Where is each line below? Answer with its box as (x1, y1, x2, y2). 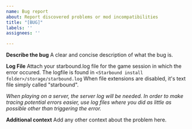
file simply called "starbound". (6, 81, 79, 88)
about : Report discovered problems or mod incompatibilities (6, 14, 159, 20)
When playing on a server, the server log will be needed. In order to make (6, 93, 183, 100)
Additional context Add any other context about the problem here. (6, 116, 167, 123)
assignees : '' (6, 30, 41, 36)
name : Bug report (6, 8, 49, 15)
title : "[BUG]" (6, 19, 43, 25)
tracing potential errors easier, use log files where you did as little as (6, 99, 172, 106)
